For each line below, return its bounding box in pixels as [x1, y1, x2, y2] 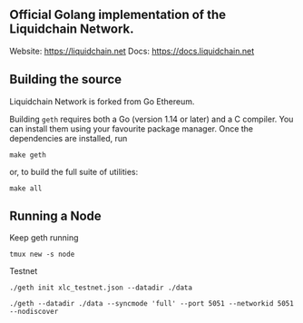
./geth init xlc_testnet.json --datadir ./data [9, 283, 193, 293]
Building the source [9, 72, 122, 87]
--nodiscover [9, 308, 59, 317]
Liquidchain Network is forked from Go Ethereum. [9, 95, 195, 107]
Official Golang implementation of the [9, 7, 227, 23]
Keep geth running [9, 232, 79, 243]
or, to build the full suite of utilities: [9, 166, 139, 177]
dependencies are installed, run [9, 132, 128, 143]
